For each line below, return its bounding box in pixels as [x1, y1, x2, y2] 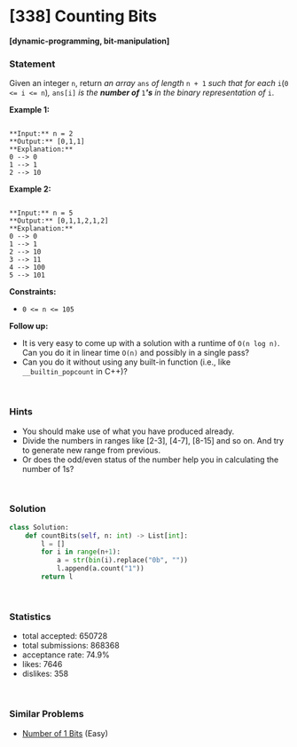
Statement [9, 58, 56, 70]
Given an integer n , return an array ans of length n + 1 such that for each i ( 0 [9, 78, 289, 89]
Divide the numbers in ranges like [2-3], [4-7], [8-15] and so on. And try [21, 435, 285, 445]
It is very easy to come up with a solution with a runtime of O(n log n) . [21, 338, 280, 349]
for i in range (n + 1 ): [41, 547, 121, 556]
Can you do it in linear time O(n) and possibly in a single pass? [21, 348, 250, 358]
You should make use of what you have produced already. [21, 426, 235, 436]
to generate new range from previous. [21, 444, 161, 455]
